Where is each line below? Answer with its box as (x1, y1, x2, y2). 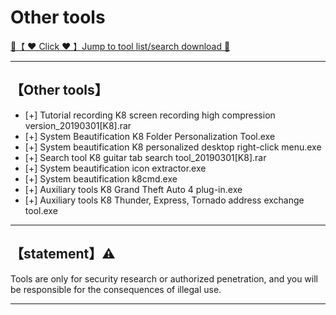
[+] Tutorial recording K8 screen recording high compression (24, 109, 276, 121)
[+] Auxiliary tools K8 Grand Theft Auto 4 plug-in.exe (24, 183, 243, 195)
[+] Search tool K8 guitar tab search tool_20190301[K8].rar (24, 151, 267, 163)
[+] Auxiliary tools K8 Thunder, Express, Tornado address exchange (24, 194, 305, 206)
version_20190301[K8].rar (24, 119, 132, 131)
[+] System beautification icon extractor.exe (24, 162, 207, 174)
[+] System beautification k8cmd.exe (24, 172, 178, 185)
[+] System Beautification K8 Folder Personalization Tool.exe (24, 130, 276, 142)
